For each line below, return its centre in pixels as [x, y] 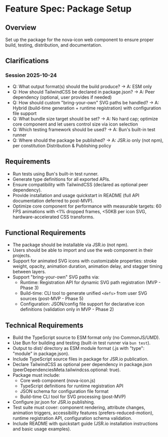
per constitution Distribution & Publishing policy [62, 145]
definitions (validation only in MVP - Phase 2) [67, 309]
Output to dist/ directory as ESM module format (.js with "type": [78, 348]
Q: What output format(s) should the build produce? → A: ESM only [82, 86]
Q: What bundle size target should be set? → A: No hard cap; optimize [85, 118]
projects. [22, 256]
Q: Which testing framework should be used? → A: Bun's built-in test [84, 129]
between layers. [29, 272]
